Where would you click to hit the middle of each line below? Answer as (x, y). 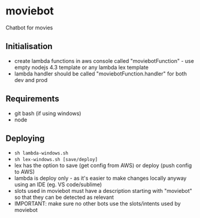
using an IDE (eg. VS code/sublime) (58, 184)
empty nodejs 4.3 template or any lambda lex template (81, 67)
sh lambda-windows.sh (41, 153)
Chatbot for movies (29, 28)
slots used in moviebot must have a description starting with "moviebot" (103, 191)
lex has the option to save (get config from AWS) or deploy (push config (103, 165)
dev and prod (31, 80)
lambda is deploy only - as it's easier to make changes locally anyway (100, 178)
